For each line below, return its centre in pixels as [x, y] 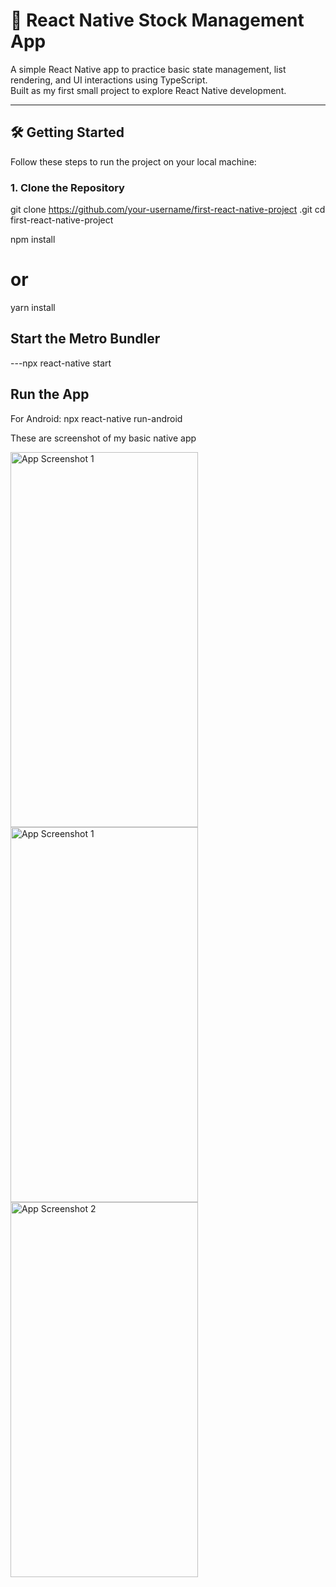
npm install [33, 240]
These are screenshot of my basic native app [103, 438]
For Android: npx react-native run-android [96, 418]
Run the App [50, 394]
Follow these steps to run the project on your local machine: [133, 161]
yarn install [33, 307]
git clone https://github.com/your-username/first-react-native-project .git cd [168, 210]
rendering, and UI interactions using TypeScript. [109, 80]
